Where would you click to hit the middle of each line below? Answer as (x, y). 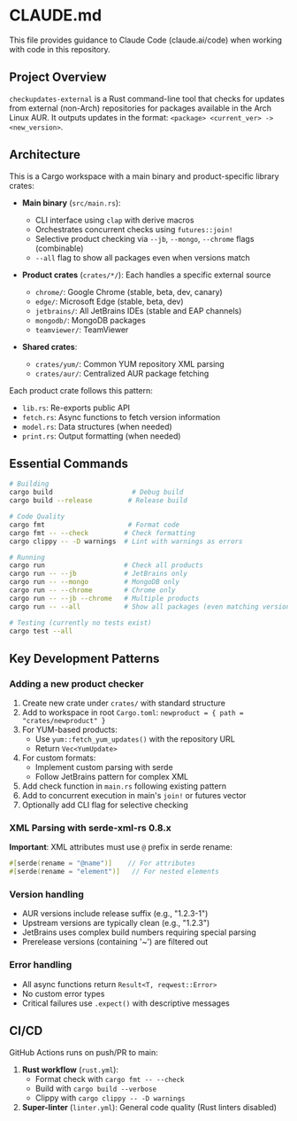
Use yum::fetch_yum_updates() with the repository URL (135, 739)
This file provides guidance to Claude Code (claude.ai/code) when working (146, 40)
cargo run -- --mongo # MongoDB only (94, 582)
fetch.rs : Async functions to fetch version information (121, 416)
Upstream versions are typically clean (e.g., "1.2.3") (116, 923)
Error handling (41, 965)
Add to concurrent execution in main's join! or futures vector (134, 796)
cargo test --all (41, 631)
